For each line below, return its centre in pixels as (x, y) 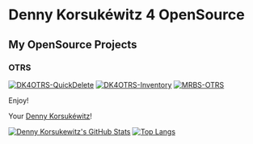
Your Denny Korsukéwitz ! (51, 116)
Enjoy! (19, 100)
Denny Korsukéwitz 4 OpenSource (126, 15)
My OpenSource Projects (73, 45)
